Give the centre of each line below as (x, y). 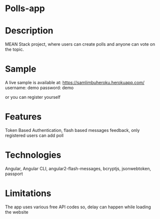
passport (14, 174)
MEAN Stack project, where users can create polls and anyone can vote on (80, 44)
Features (23, 117)
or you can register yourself (33, 97)
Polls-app (25, 9)
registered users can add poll (35, 135)
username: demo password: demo (39, 88)
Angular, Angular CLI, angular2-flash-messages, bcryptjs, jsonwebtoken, (78, 168)
